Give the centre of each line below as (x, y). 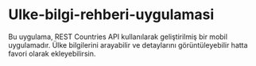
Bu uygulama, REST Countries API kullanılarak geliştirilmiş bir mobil (118, 37)
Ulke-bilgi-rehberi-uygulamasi (111, 15)
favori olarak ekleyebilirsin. (52, 53)
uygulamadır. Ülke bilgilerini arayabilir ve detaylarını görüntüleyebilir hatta (128, 45)
